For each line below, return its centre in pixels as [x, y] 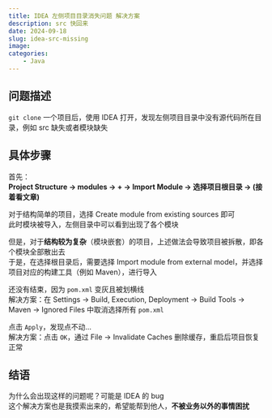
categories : [28, 54]
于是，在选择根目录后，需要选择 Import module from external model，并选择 [136, 261]
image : [19, 46]
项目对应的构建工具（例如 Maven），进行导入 [83, 272]
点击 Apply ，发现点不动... [50, 326]
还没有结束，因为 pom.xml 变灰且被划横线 [76, 289]
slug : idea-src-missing [49, 39]
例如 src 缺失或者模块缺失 [65, 127]
